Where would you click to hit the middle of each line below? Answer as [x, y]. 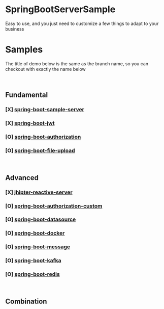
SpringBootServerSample [60, 9]
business [15, 29]
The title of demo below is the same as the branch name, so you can [77, 63]
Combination [26, 301]
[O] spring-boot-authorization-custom [54, 206]
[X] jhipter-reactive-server [39, 192]
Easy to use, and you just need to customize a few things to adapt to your [82, 23]
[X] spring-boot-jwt [30, 123]
